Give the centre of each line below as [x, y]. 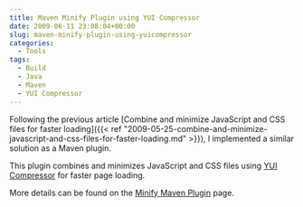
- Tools [32, 52]
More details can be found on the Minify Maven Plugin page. [122, 193]
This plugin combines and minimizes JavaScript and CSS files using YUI [143, 165]
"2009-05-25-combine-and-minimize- [196, 128]
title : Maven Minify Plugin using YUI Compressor [105, 18]
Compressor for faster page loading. [77, 175]
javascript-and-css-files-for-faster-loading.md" [98, 138]
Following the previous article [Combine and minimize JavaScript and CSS [147, 119]
